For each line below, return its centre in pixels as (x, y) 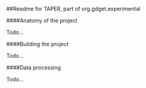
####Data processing (34, 67)
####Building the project (37, 44)
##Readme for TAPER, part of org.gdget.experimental (74, 9)
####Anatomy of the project (42, 20)
